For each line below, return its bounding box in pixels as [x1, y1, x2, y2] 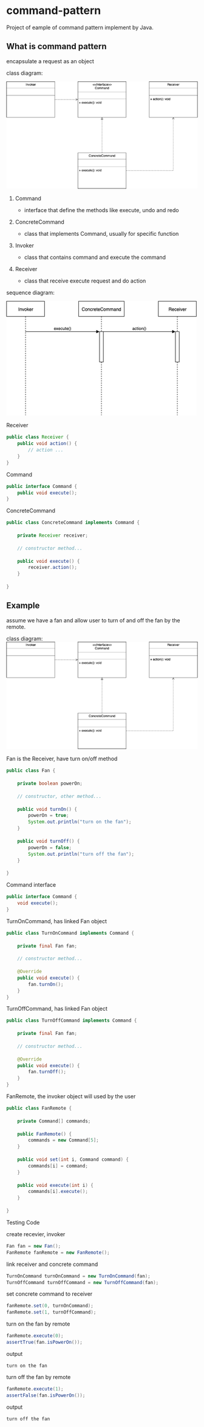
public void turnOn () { [17, 806, 78, 812]
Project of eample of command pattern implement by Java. [6, 24, 154, 31]
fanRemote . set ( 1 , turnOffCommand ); [6, 1309, 97, 1316]
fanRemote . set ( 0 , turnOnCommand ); [6, 1303, 94, 1309]
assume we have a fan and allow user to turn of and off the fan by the [6, 616, 180, 624]
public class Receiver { [6, 434, 69, 441]
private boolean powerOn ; [17, 780, 83, 786]
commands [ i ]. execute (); [28, 1189, 88, 1195]
